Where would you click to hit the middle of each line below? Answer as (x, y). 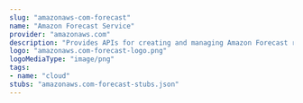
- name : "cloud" (40, 76)
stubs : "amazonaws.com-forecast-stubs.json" (94, 84)
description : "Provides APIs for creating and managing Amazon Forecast (149, 43)
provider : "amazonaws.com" (60, 34)
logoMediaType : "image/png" (62, 59)
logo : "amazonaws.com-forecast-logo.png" (88, 51)
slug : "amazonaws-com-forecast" (70, 17)
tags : (19, 68)
